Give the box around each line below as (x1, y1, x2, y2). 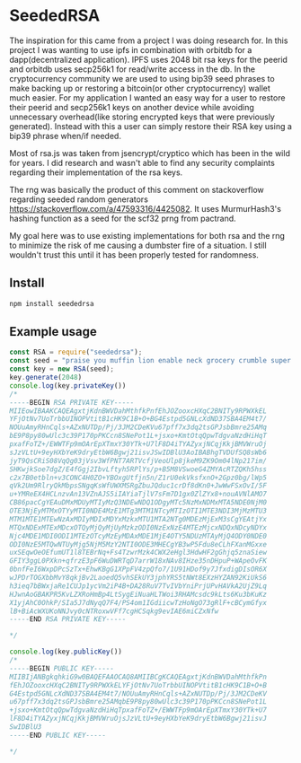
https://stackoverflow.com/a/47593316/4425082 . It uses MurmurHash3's (9, 203, 281, 214)
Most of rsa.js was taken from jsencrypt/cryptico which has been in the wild (9, 147, 290, 158)
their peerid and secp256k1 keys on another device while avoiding (9, 101, 254, 112)
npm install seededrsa (9, 299, 94, 308)
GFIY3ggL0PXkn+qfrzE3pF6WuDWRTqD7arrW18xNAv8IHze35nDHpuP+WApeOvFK (9, 557, 268, 566)
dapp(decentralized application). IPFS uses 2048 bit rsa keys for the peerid (9, 54, 288, 65)
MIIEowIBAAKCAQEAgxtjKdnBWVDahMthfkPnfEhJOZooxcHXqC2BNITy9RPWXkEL (9, 406, 268, 416)
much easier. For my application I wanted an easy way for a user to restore (9, 92, 286, 103)
